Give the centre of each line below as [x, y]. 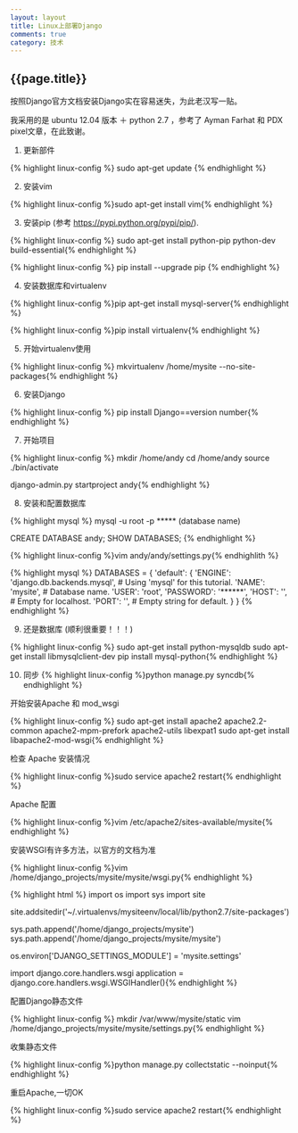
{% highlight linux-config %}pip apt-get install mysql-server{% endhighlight [149, 303]
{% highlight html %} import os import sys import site [108, 895]
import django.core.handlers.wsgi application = [97, 973]
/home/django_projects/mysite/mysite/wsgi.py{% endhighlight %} [132, 877]
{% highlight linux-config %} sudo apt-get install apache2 [116, 721]
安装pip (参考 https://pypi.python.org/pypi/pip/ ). [111, 223]
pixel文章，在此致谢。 [50, 131]
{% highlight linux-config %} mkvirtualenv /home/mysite [114, 367]
